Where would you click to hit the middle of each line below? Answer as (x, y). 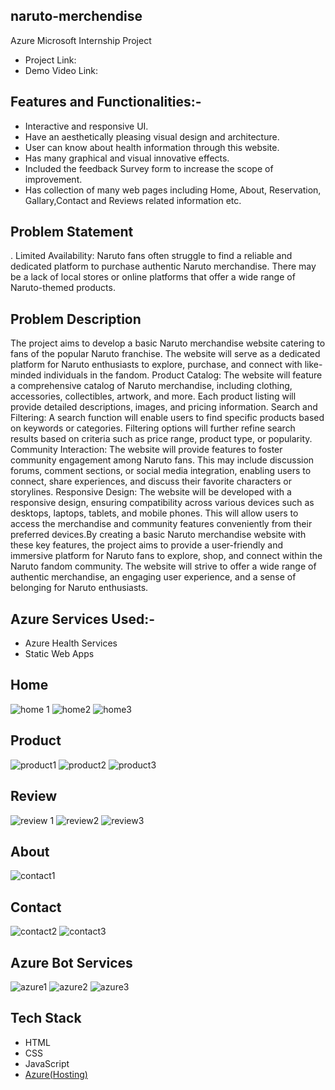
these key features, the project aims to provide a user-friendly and (146, 545)
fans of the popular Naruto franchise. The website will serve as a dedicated (165, 354)
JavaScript (47, 1063)
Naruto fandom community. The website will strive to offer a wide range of (163, 566)
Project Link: (50, 60)
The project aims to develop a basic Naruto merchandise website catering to (168, 343)
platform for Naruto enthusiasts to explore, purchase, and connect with (156, 365)
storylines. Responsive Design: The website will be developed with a (151, 492)
